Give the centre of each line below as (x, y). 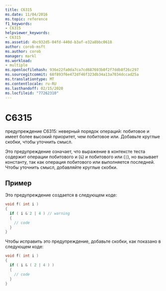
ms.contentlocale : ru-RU (31, 84)
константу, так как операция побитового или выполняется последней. (80, 162)
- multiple (16, 65)
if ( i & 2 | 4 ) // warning (40, 213)
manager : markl (21, 56)
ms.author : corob (23, 51)
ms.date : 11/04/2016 (27, 14)
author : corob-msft (25, 47)
